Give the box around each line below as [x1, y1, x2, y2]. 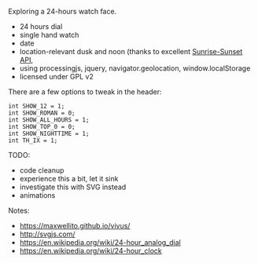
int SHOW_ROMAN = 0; [8, 109, 76, 117]
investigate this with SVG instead [19, 182, 127, 192]
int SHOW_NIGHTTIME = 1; [8, 130, 90, 137]
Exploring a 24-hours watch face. [8, 7, 117, 16]
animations [19, 191, 56, 199]
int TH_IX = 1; [8, 137, 58, 144]
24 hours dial [19, 22, 63, 31]
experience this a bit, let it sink [19, 174, 119, 183]
